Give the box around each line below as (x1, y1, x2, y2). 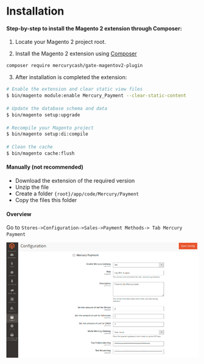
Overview (6, 210, 32, 217)
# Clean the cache (6, 144, 53, 150)
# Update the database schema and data (6, 105, 108, 111)
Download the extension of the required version (15, 177, 135, 184)
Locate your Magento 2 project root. (15, 38, 107, 46)
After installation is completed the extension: (15, 74, 127, 81)
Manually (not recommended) (6, 163, 84, 171)
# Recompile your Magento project (6, 125, 94, 131)
